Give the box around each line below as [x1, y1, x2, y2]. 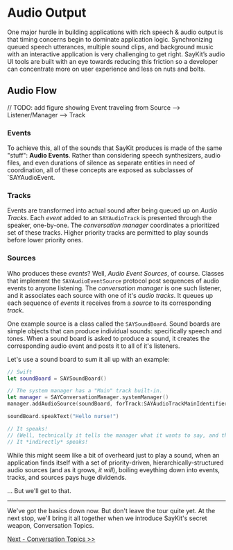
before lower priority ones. [7, 236, 83, 244]
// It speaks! [7, 425, 49, 432]
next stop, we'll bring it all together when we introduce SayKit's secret [7, 514, 207, 522]
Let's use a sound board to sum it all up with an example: [7, 355, 170, 363]
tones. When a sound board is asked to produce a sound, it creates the [7, 334, 210, 342]
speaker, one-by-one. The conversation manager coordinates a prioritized [7, 221, 220, 230]
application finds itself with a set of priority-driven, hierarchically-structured [7, 458, 224, 467]
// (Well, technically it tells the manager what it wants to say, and [7, 432, 218, 439]
